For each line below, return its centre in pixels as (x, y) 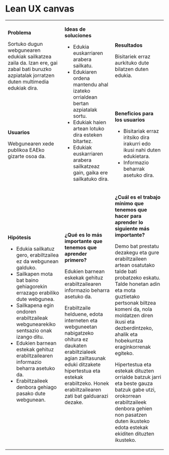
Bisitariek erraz (133, 56)
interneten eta (81, 320)
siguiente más (132, 229)
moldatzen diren (134, 315)
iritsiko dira (136, 137)
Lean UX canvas (40, 9)
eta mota (125, 290)
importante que (83, 241)
